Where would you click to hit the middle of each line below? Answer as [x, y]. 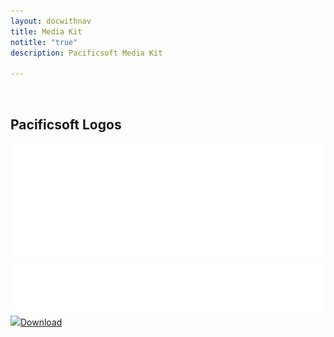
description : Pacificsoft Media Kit [86, 53]
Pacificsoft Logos [66, 124]
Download [41, 322]
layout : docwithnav [51, 21]
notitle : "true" [44, 42]
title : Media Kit [46, 31]
